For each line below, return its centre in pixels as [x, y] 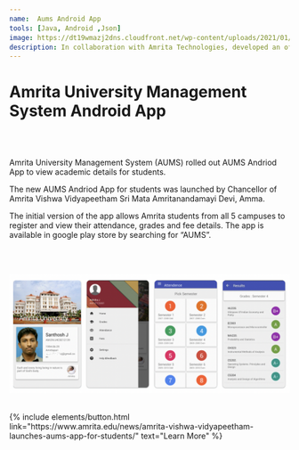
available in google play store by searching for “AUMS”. [110, 235]
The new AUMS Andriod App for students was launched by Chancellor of [143, 189]
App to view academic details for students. [88, 172]
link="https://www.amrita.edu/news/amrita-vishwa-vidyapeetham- [131, 426]
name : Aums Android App [55, 19]
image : [21, 37]
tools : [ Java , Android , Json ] [65, 28]
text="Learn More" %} [182, 436]
